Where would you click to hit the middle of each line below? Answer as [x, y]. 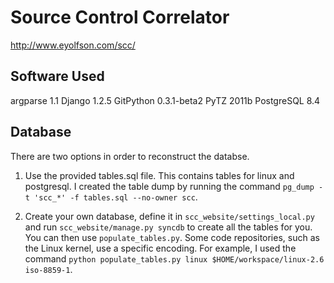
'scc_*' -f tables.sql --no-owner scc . [116, 197]
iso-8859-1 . [48, 269]
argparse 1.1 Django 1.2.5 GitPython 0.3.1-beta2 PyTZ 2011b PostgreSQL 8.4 [165, 100]
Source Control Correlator [120, 17]
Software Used [57, 76]
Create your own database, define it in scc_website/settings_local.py [169, 216]
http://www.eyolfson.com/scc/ [73, 45]
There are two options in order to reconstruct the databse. [130, 156]
